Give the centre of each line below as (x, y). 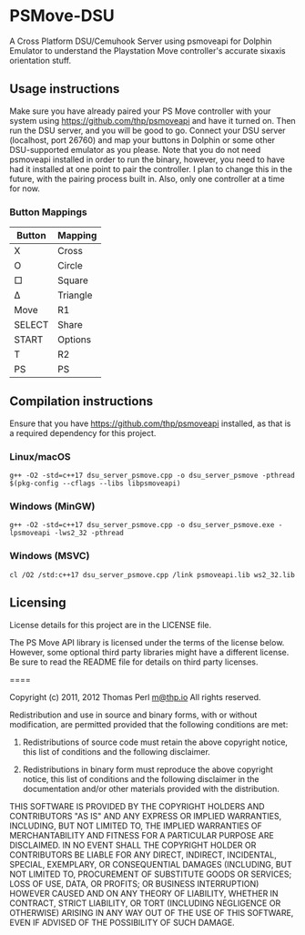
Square (73, 280)
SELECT (31, 325)
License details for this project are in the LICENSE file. (111, 625)
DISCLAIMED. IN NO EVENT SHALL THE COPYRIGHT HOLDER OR (133, 845)
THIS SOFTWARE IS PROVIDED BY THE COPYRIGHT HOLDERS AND (137, 806)
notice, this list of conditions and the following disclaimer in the (141, 778)
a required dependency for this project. (83, 432)
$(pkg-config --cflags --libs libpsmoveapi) (95, 483)
